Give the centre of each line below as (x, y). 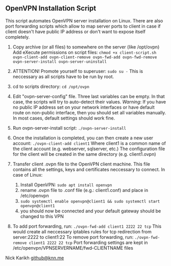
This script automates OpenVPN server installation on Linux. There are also (84, 20)
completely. (18, 37)
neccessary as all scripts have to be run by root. (63, 77)
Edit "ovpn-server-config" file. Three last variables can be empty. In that (89, 96)
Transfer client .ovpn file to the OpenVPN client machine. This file (81, 164)
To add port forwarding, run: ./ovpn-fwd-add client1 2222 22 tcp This (87, 226)
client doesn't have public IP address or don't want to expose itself (75, 31)
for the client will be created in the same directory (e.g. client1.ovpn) (84, 154)
